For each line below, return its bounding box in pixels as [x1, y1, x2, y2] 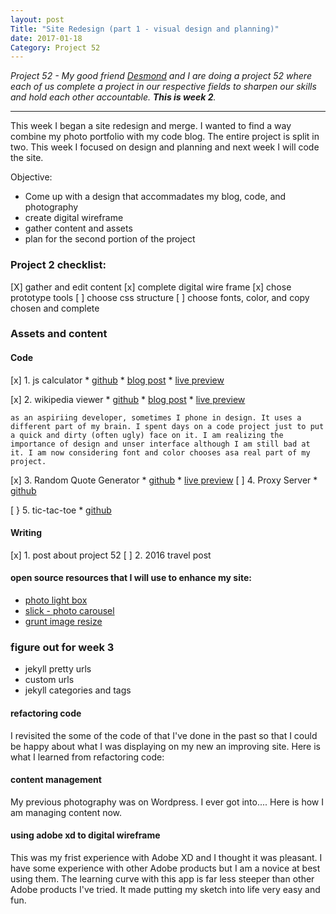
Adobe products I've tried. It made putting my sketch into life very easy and [10, 883, 321, 895]
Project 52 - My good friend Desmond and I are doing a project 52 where [10, 70, 312, 82]
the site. [10, 152, 44, 164]
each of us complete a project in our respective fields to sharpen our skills [10, 81, 317, 93]
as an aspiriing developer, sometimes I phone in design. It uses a [10, 412, 302, 423]
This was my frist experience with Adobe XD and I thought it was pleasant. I [10, 851, 323, 863]
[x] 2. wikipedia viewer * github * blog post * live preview [10, 393, 246, 405]
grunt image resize [24, 616, 103, 628]
